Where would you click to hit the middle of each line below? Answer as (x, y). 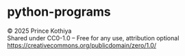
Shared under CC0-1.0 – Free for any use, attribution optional (93, 38)
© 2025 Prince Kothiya (39, 31)
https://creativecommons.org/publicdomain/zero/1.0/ (82, 45)
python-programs (59, 12)
